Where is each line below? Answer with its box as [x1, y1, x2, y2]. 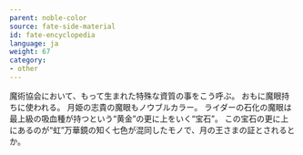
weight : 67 [9, 47, 51, 57]
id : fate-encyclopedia [9, 30, 96, 39]
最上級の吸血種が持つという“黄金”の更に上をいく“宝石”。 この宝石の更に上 [9, 113, 289, 124]
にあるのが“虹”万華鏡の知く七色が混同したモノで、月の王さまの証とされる [9, 124, 288, 135]
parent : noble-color [9, 13, 88, 23]
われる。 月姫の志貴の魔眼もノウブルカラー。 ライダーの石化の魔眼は [33, 101, 293, 112]
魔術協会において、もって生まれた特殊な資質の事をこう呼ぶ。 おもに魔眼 [9, 90, 282, 101]
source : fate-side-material [9, 22, 116, 31]
